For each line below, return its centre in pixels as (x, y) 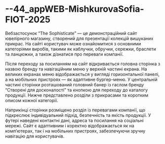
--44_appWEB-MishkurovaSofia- (75, 9)
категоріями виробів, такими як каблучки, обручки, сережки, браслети (81, 49)
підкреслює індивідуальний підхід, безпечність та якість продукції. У (78, 115)
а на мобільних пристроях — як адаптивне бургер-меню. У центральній (81, 79)
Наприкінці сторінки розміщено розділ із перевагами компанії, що (75, 110)
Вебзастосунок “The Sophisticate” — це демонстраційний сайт (71, 33)
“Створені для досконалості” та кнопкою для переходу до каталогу (77, 90)
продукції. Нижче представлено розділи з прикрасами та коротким (77, 95)
